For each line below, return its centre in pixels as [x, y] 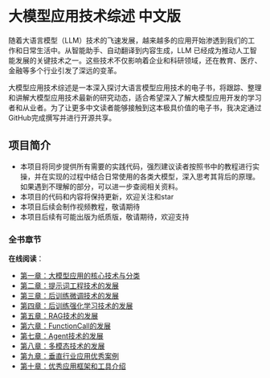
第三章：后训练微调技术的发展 [69, 296]
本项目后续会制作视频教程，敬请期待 [80, 207]
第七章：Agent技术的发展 [62, 336]
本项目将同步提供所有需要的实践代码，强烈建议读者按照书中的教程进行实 [139, 166]
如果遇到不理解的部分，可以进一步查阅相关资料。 [101, 187]
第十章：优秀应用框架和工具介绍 [73, 366]
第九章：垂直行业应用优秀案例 [69, 356]
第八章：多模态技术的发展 [62, 346]
